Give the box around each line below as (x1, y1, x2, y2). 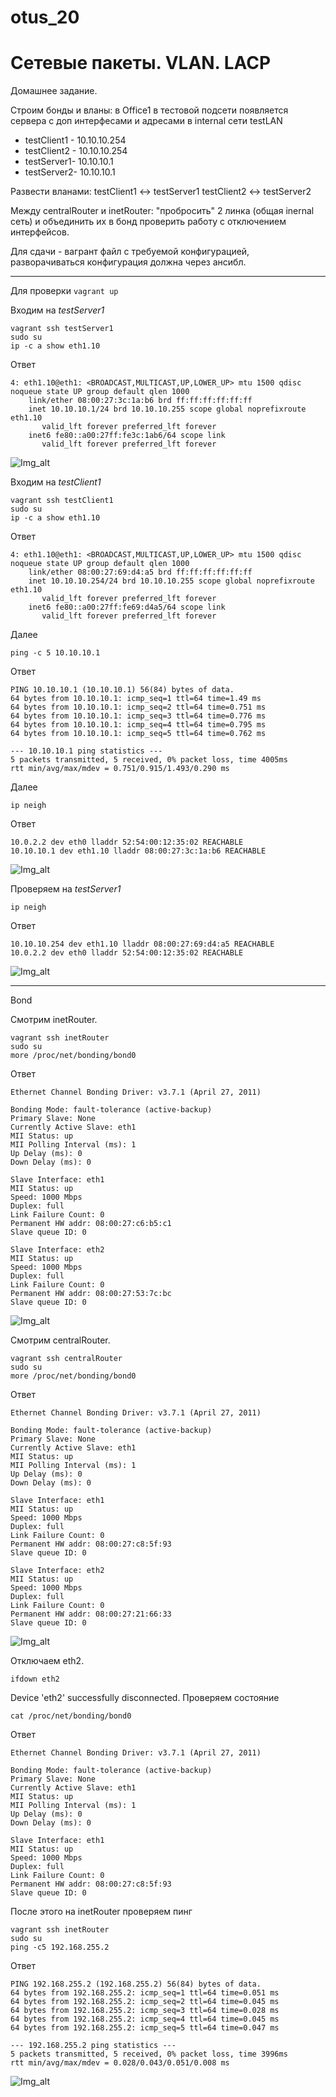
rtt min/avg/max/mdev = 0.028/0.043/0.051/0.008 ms (10, 2058, 230, 2068)
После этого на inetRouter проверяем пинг (10, 1906, 193, 1918)
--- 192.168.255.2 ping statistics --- (10, 2041, 177, 2051)
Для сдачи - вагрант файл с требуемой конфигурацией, (10, 246, 250, 258)
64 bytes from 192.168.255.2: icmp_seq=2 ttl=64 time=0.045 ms (10, 1997, 280, 2007)
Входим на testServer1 (10, 304, 105, 316)
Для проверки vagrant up (10, 285, 119, 297)
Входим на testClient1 (10, 476, 102, 488)
